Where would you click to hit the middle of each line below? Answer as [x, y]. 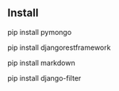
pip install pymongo [40, 32]
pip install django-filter [44, 78]
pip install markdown [42, 63]
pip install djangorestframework [59, 47]
